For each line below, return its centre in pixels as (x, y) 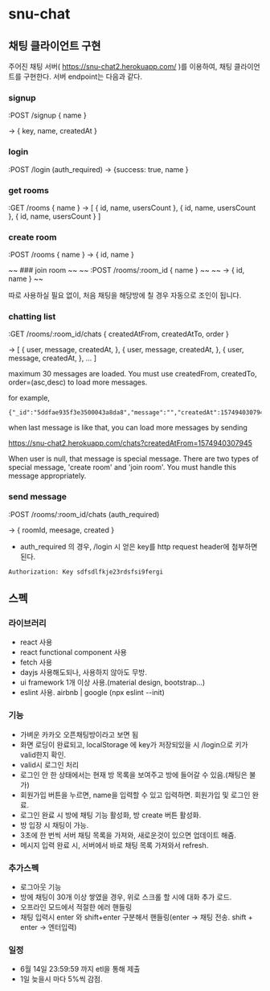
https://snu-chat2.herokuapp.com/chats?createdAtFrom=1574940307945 (131, 443)
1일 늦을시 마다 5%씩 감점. (61, 979)
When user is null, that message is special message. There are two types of (133, 458)
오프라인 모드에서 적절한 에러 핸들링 (76, 907)
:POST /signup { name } (47, 115)
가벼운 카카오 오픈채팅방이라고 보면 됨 (79, 734)
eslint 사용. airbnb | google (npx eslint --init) (92, 693)
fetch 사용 (36, 662)
